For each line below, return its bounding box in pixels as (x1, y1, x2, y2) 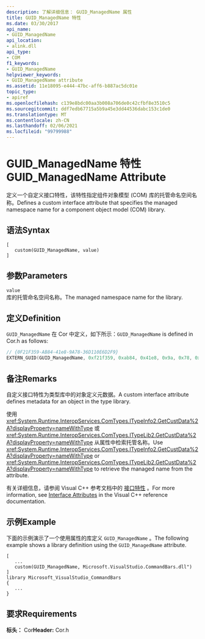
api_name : (6, 26, 32, 32)
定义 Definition (6, 313, 61, 323)
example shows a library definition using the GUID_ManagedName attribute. (6, 541, 187, 548)
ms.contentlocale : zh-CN (6, 117, 70, 123)
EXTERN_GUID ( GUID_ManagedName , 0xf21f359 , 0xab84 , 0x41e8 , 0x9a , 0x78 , (6, 355, 192, 361)
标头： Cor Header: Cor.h (6, 626, 69, 633)
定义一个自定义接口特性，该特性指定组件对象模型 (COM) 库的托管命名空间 (6, 191, 192, 199)
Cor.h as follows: (6, 338, 49, 345)
